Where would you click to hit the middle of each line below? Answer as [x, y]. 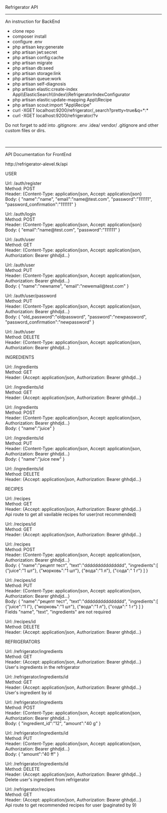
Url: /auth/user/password [31, 296]
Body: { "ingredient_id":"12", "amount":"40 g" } [53, 723]
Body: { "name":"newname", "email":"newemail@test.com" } [67, 286]
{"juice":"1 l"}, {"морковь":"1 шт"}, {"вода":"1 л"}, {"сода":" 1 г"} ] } [74, 607]
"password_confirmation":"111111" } [41, 204]
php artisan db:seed [33, 68]
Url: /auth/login [21, 214]
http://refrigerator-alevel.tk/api [37, 164]
